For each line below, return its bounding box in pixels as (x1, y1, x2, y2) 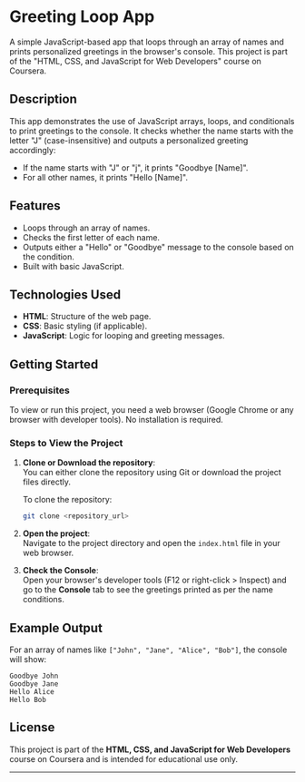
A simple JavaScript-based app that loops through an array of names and (9, 36, 284, 47)
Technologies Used (9, 287, 121, 302)
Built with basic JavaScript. (22, 260, 124, 271)
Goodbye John (9, 671, 59, 681)
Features (9, 198, 61, 214)
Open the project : (22, 528, 91, 539)
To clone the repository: (22, 494, 113, 505)
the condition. (22, 251, 75, 262)
